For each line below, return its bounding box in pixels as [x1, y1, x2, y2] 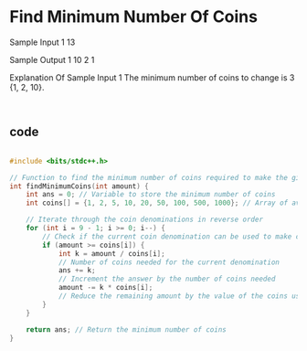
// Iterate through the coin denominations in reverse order [26, 215, 263, 225]
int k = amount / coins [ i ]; [58, 249, 166, 258]
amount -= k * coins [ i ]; [58, 283, 153, 292]
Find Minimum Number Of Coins [9, 6, 259, 27]
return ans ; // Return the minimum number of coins [26, 324, 227, 335]
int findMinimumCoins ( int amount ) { [9, 181, 149, 191]
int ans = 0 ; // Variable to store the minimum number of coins [26, 190, 276, 199]
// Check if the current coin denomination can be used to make [42, 231, 292, 241]
